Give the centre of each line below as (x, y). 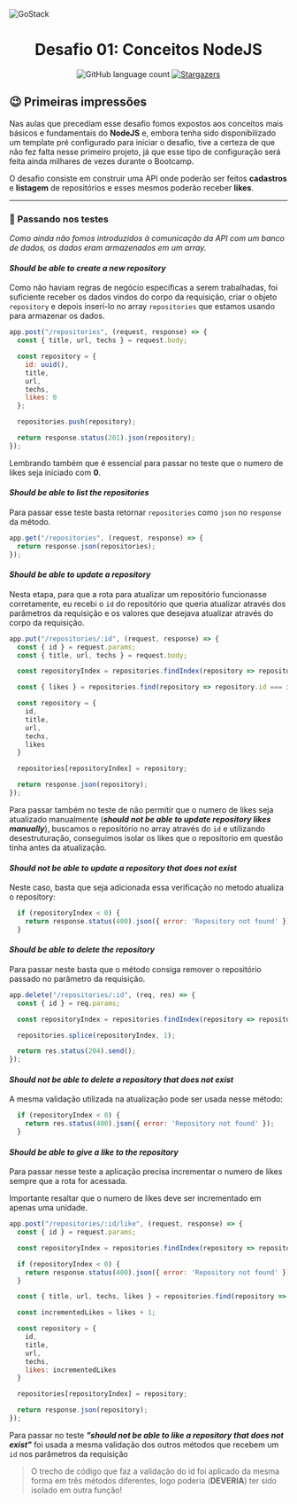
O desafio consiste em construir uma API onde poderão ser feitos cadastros (148, 178)
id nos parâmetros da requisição (69, 1453)
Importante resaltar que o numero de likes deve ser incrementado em (135, 1198)
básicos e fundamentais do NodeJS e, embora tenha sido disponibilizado (143, 133)
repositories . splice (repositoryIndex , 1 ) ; (96, 1035)
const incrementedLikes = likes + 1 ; (87, 1313)
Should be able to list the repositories (79, 493)
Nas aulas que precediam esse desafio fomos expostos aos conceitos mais (146, 123)
